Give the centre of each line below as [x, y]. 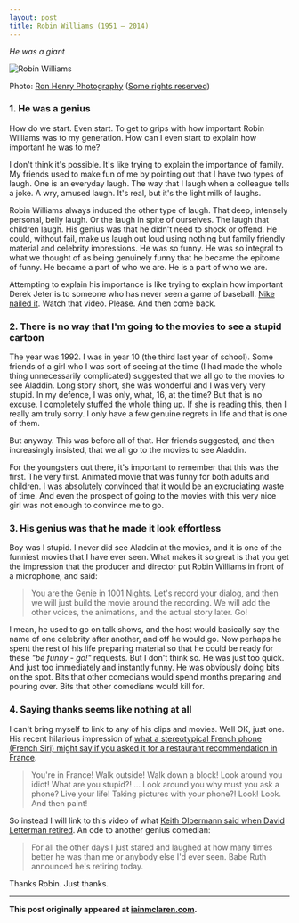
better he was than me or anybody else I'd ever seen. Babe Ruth [149, 856]
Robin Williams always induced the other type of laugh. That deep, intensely [149, 210]
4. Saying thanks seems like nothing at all [101, 710]
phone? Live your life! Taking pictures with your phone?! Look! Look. [156, 794]
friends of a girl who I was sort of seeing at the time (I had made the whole [146, 367]
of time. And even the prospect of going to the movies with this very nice [143, 496]
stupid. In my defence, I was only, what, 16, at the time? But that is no [136, 395]
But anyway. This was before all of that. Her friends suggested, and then [142, 441]
